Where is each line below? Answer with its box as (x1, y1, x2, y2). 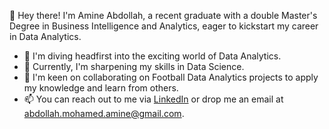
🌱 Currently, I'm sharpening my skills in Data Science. (23, 61, 245, 72)
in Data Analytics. (9, 31, 82, 42)
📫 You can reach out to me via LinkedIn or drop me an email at (23, 93, 284, 105)
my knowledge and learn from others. (23, 82, 179, 94)
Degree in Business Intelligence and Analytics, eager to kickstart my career (9, 20, 319, 32)
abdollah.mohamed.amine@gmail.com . (23, 108, 185, 119)
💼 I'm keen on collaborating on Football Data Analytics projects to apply (23, 71, 319, 83)
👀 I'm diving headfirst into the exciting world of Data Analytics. (23, 50, 282, 62)
